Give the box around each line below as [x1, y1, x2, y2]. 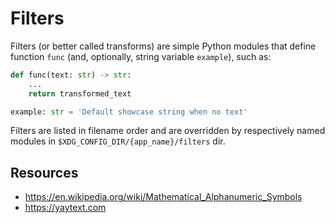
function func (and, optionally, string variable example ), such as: [10, 50, 272, 62]
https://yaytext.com [24, 202, 107, 214]
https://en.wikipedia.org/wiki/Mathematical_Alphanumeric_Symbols [24, 191, 303, 203]
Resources [10, 164, 79, 181]
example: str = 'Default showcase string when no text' [10, 107, 248, 117]
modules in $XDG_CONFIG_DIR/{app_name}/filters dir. [10, 135, 226, 147]
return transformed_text [28, 88, 132, 99]
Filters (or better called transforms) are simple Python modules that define [10, 40, 317, 52]
